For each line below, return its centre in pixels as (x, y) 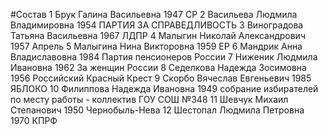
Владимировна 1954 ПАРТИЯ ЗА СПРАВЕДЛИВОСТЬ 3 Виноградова (157, 25)
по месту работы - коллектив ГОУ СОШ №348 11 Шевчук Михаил (149, 99)
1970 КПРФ (34, 120)
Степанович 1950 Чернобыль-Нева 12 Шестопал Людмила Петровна (157, 110)
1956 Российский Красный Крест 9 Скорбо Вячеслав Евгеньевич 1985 (161, 78)
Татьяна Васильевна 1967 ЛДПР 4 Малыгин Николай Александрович (158, 35)
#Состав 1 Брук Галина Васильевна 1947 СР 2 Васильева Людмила (154, 14)
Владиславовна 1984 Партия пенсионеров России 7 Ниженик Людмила (164, 57)
